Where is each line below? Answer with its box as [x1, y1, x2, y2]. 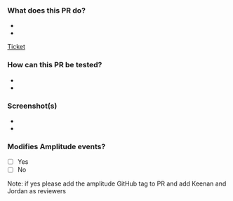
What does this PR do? [7, 6, 86, 15]
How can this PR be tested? [7, 60, 102, 70]
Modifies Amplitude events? [7, 141, 106, 151]
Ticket [7, 43, 26, 51]
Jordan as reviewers [7, 187, 67, 195]
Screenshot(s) [7, 101, 58, 111]
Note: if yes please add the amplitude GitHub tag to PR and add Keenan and [7, 179, 227, 188]
